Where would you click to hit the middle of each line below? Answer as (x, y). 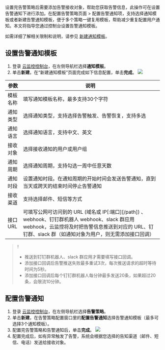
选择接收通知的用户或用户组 (55, 149)
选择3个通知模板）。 (32, 324)
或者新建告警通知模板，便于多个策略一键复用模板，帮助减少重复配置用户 (82, 19)
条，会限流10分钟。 (44, 281)
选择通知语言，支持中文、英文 (57, 132)
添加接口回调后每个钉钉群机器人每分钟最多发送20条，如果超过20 (90, 275)
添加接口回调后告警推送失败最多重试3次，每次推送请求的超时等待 (90, 263)
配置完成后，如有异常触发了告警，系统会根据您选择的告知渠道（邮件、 (83, 336)
